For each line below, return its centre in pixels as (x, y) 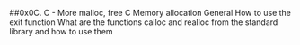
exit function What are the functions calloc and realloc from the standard (144, 22)
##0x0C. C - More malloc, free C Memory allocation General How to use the (150, 13)
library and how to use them (62, 31)
